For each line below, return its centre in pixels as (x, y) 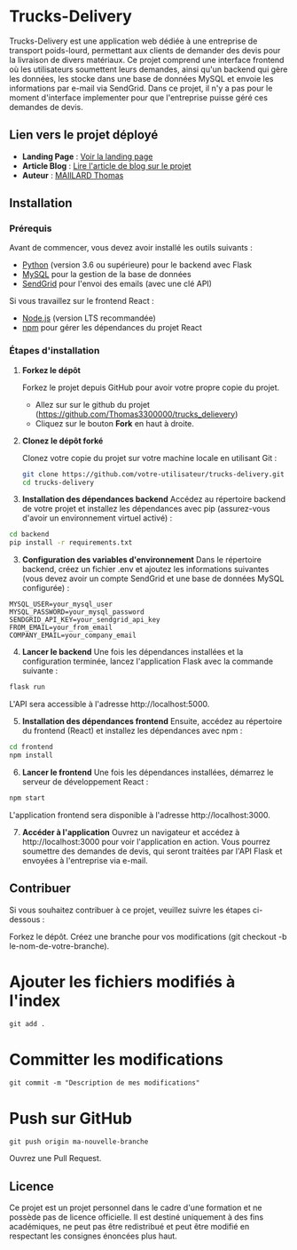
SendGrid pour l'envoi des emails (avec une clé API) (117, 284)
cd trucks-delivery (58, 482)
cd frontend (31, 747)
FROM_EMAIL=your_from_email (61, 628)
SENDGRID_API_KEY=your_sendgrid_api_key (85, 620)
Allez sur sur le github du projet (93, 404)
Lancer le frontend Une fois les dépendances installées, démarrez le (148, 772)
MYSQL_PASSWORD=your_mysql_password (77, 612)
